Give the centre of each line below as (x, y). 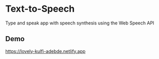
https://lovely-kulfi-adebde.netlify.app (45, 51)
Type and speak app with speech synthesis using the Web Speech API (80, 23)
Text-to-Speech (40, 9)
